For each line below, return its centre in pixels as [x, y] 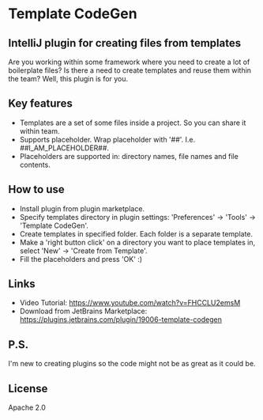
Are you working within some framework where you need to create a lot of [129, 62]
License [28, 388]
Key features [40, 104]
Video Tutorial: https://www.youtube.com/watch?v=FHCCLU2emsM [130, 303]
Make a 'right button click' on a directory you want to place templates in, [137, 242]
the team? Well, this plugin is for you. [68, 79]
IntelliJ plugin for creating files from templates [125, 43]
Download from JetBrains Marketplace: [83, 311]
